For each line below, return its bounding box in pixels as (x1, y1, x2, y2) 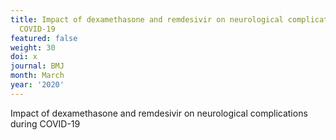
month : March (10, 71, 65, 81)
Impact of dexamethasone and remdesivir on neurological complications (10, 107, 308, 119)
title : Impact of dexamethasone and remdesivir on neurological (10, 14, 284, 25)
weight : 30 (10, 42, 56, 53)
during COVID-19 (10, 117, 81, 130)
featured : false (10, 33, 78, 43)
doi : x (10, 52, 38, 62)
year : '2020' (10, 80, 65, 90)
